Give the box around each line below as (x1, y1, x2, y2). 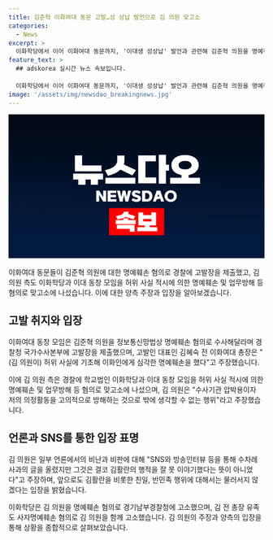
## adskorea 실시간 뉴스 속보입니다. (15, 65, 127, 73)
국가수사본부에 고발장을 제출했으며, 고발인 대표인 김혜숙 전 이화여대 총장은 (23, 346, 258, 357)
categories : (8, 21, 49, 30)
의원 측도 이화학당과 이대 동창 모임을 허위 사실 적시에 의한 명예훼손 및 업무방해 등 (8, 277, 264, 287)
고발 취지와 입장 (8, 314, 83, 328)
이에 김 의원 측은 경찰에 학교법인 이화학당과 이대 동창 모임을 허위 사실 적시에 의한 (8, 374, 264, 384)
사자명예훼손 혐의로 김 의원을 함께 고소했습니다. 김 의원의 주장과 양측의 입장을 (16, 512, 262, 522)
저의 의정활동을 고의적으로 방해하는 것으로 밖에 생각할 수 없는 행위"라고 (8, 394, 233, 404)
